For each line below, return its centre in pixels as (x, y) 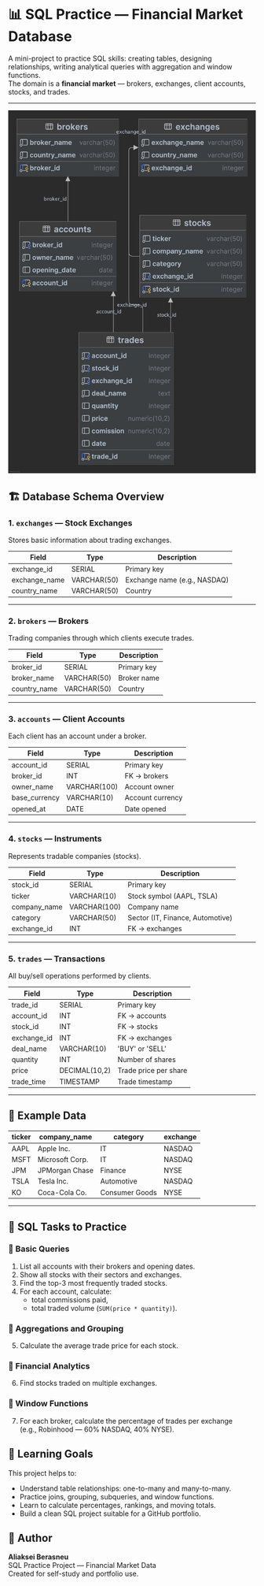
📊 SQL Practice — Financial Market (126, 15)
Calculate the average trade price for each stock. (99, 1346)
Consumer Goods (128, 1192)
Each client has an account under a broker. (77, 736)
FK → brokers (147, 775)
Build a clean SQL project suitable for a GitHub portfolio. (110, 1514)
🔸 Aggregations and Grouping (66, 1328)
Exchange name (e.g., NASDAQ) (177, 580)
